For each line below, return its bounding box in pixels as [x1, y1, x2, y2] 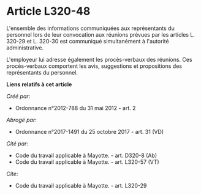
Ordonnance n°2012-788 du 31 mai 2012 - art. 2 [15, 104, 136, 111]
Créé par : [6, 92, 31, 100]
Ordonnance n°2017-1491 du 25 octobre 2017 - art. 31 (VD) [15, 128, 164, 135]
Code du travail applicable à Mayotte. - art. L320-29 [15, 182, 147, 189]
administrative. [6, 44, 44, 51]
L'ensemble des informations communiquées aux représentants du [6, 24, 175, 32]
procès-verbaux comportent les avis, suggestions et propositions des [6, 62, 183, 70]
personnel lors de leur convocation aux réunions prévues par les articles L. [6, 31, 195, 38]
